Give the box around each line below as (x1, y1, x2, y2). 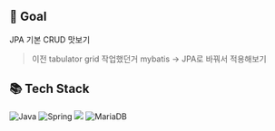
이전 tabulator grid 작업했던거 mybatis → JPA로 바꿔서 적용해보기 (31, 53, 267, 64)
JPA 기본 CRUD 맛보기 (9, 33, 91, 45)
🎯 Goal (9, 9, 47, 24)
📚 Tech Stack (9, 81, 90, 97)
